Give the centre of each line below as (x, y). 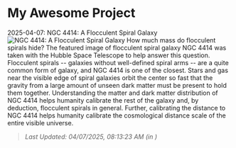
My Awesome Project (71, 13)
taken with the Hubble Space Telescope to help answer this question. (109, 55)
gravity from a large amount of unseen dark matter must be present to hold (117, 85)
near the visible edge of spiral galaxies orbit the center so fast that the (110, 78)
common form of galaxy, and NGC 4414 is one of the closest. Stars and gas (118, 70)
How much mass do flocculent (171, 40)
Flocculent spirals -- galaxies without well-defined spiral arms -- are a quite (118, 62)
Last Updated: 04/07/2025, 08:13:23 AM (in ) (91, 137)
